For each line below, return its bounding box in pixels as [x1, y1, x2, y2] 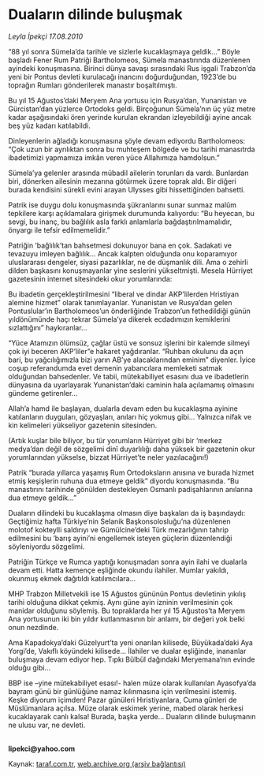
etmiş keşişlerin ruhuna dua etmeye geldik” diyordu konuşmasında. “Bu [8, 476, 239, 486]
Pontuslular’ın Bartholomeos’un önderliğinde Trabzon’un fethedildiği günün [8, 306, 251, 315]
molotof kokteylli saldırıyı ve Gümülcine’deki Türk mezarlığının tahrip [8, 524, 229, 534]
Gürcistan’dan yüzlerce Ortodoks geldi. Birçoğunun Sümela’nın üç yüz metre [8, 104, 256, 114]
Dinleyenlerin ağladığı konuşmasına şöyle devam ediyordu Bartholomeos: [8, 136, 246, 145]
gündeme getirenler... [8, 388, 78, 397]
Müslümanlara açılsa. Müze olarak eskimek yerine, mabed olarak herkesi [8, 703, 244, 713]
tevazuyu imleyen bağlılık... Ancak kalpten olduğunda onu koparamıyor [8, 248, 238, 258]
